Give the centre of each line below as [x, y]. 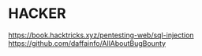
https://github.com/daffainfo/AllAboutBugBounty [87, 43]
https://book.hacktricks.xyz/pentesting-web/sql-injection [101, 35]
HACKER [37, 14]
